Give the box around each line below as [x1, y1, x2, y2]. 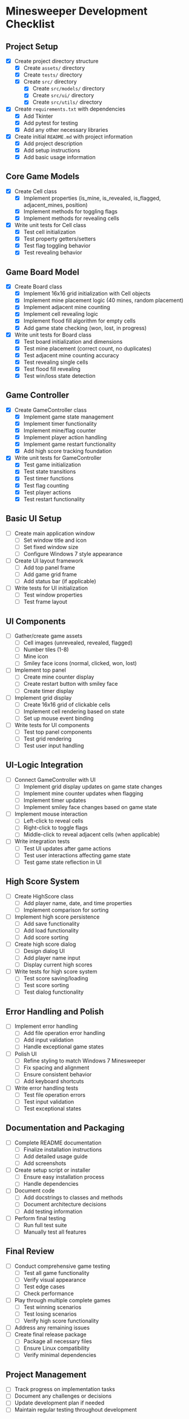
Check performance [23, 1290, 74, 1297]
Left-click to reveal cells [23, 817, 84, 824]
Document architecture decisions [23, 1201, 107, 1208]
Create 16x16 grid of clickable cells [23, 700, 111, 708]
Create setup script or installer [14, 1166, 91, 1174]
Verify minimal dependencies [23, 1352, 96, 1359]
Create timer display [23, 687, 74, 694]
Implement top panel [14, 666, 66, 674]
